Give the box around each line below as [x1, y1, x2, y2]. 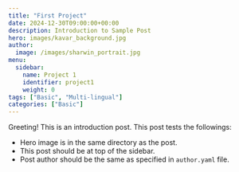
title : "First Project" [8, 11, 88, 20]
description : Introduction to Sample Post [8, 26, 151, 34]
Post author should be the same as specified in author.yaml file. [19, 154, 229, 164]
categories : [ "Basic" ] [8, 100, 84, 108]
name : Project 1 [22, 71, 77, 79]
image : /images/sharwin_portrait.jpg [15, 49, 141, 57]
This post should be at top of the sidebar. [19, 147, 155, 156]
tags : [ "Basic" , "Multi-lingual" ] [8, 93, 123, 101]
